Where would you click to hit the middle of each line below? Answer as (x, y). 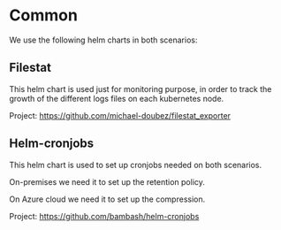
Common (43, 15)
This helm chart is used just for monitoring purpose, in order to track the (140, 88)
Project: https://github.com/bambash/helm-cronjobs (104, 216)
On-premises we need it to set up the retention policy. (107, 181)
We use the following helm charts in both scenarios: (103, 40)
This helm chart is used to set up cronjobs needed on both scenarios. (136, 165)
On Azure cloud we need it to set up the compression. (107, 199)
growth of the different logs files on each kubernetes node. (117, 98)
